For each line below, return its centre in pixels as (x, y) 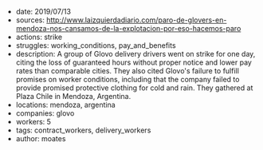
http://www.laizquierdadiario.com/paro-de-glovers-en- (137, 20)
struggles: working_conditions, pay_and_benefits (96, 45)
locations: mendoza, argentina (65, 105)
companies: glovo (45, 113)
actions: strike (39, 37)
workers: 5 (33, 122)
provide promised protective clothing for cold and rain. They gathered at (134, 88)
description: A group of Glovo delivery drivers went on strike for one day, (135, 54)
